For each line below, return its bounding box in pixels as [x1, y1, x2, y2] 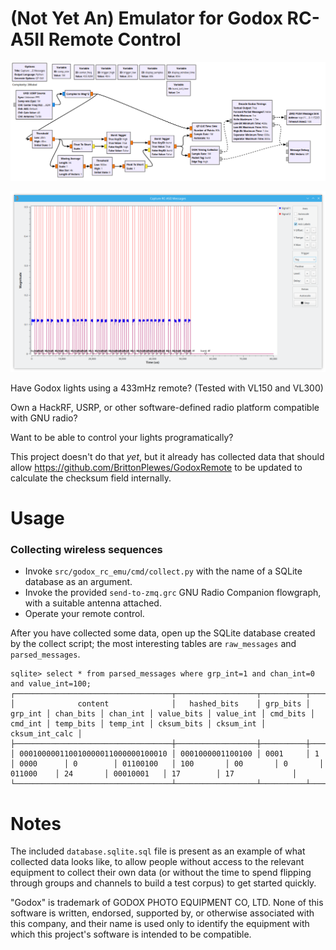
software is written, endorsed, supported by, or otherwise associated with [10, 907, 315, 919]
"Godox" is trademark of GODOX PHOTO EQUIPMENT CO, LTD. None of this [10, 897, 324, 909]
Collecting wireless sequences [10, 542, 163, 556]
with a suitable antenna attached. [24, 597, 162, 609]
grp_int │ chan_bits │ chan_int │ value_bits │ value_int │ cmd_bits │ [10, 709, 315, 719]
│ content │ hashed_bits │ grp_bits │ [10, 699, 311, 709]
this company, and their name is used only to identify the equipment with [10, 918, 310, 930]
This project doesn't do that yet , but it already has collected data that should [10, 450, 325, 462]
